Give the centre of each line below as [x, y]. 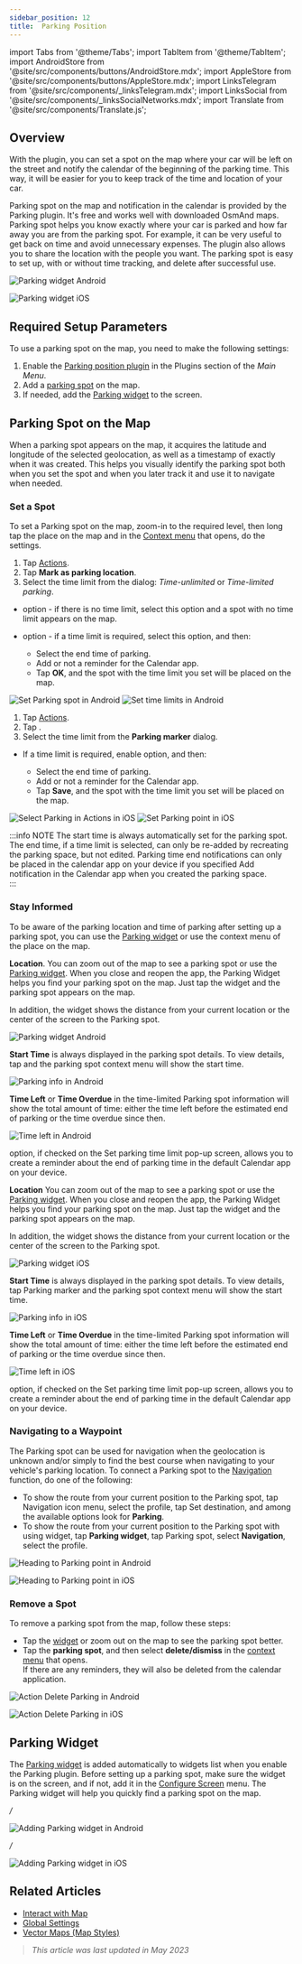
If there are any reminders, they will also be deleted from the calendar [152, 1670]
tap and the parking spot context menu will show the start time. [127, 1064]
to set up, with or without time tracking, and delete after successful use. [143, 264]
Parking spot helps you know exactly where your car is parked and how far [148, 225]
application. [44, 1680]
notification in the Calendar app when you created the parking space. [138, 874]
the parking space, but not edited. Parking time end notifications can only [146, 855]
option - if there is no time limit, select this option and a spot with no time [158, 610]
